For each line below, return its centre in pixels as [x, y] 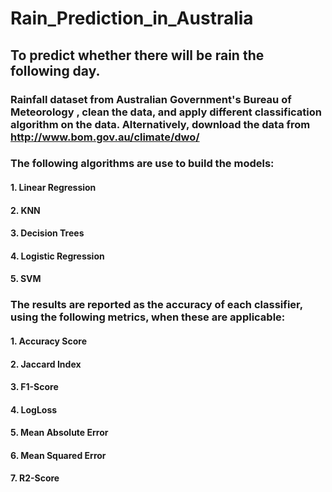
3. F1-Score [34, 387]
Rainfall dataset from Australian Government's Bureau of [151, 99]
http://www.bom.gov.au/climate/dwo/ [105, 137]
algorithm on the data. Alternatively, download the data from [160, 124]
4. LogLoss [34, 409]
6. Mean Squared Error [58, 455]
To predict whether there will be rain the [137, 55]
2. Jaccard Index [46, 364]
